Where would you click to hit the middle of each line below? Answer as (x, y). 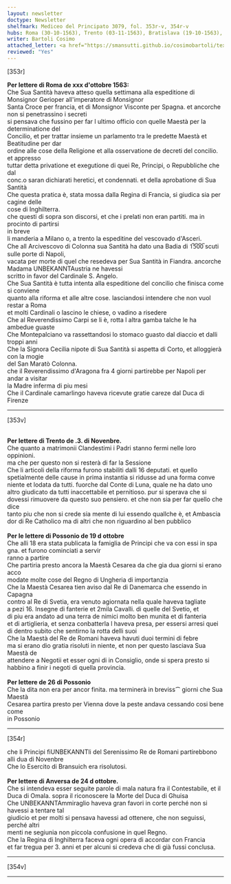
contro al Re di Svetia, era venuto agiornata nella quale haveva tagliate (107, 601)
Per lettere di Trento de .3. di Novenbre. (65, 441)
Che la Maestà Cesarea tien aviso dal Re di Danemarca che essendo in (107, 587)
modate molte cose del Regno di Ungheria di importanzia (88, 580)
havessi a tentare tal (36, 810)
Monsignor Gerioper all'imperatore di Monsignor (76, 99)
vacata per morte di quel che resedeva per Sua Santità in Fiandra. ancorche (114, 261)
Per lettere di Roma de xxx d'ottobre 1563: (68, 85)
